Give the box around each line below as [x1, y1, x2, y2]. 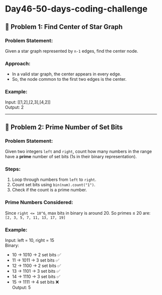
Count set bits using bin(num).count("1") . [12, 182, 95, 188]
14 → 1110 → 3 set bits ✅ [12, 274, 61, 280]
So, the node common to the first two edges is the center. [12, 76, 127, 82]
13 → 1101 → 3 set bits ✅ [12, 268, 60, 274]
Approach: [5, 60, 31, 67]
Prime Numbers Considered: [5, 199, 73, 206]
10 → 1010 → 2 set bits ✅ [12, 252, 61, 258]
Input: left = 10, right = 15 [5, 237, 54, 243]
